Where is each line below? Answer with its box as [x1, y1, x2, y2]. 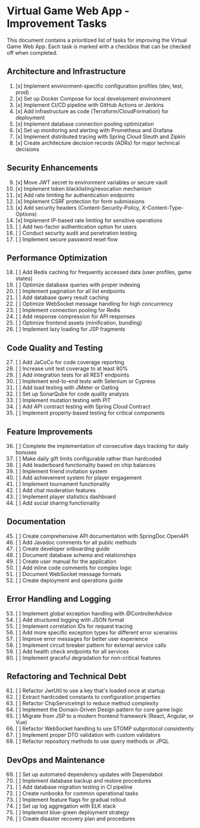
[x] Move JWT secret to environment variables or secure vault [15, 179, 168, 186]
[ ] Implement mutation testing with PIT [15, 397, 111, 404]
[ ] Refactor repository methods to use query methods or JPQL [15, 737, 169, 745]
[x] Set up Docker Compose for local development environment [15, 95, 171, 102]
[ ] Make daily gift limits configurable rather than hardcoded [15, 455, 162, 462]
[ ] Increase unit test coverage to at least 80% [15, 365, 129, 372]
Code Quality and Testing [7, 343, 103, 353]
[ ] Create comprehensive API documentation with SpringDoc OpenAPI [15, 532, 189, 540]
